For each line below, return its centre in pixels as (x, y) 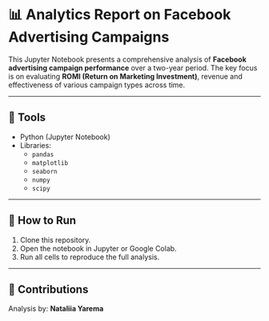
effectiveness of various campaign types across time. (97, 85)
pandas (43, 154)
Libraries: (36, 145)
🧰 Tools (27, 117)
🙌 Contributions (48, 289)
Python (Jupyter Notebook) (65, 137)
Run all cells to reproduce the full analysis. (90, 257)
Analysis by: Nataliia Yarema (56, 309)
